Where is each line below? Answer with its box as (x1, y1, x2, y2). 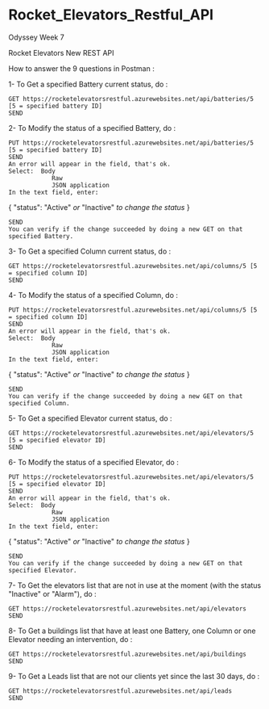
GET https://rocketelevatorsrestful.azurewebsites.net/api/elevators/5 (8, 429, 254, 437)
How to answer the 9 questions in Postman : (8, 63, 155, 73)
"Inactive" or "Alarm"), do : (8, 589, 97, 598)
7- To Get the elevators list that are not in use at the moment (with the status (8, 580, 262, 590)
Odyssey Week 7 (8, 32, 64, 42)
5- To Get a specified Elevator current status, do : (8, 413, 172, 423)
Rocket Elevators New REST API (8, 48, 114, 57)
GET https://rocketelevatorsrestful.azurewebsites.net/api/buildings (8, 650, 247, 658)
